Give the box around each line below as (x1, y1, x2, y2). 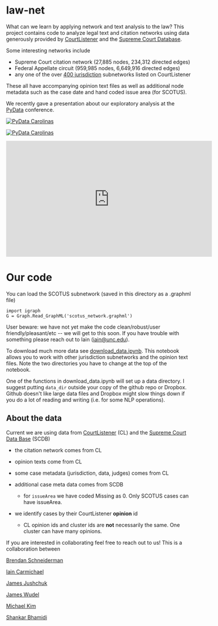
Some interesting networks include (6, 47, 90, 54)
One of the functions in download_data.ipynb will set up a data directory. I (6, 377, 185, 385)
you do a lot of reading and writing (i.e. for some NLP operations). (6, 396, 166, 403)
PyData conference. (6, 106, 55, 113)
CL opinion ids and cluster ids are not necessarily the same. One (23, 521, 180, 528)
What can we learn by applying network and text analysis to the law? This (6, 23, 185, 30)
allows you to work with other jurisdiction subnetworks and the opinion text (6, 353, 188, 360)
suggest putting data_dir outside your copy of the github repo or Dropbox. (6, 383, 187, 390)
